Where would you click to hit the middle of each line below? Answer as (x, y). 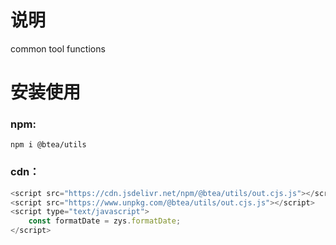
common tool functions (58, 48)
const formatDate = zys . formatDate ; (105, 221)
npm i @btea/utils (48, 145)
